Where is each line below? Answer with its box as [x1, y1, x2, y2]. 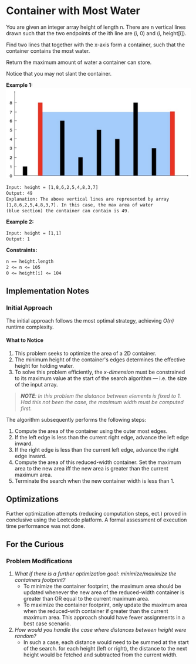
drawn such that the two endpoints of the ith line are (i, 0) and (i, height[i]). [6, 29, 187, 36]
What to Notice [6, 337, 44, 344]
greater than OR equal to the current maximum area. [23, 595, 150, 602]
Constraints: [6, 246, 38, 253]
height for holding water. [14, 362, 75, 369]
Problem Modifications [6, 557, 73, 565]
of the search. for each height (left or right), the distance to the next [23, 645, 188, 652]
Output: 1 [6, 236, 31, 242]
